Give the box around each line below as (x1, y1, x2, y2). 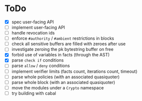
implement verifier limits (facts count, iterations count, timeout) (11, 68, 138, 74)
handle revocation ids (11, 30, 55, 36)
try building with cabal (11, 90, 56, 96)
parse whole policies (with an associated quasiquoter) (11, 74, 120, 80)
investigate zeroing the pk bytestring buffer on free (11, 47, 114, 52)
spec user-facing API (11, 19, 54, 25)
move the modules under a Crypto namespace (11, 84, 104, 90)
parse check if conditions (11, 57, 64, 63)
